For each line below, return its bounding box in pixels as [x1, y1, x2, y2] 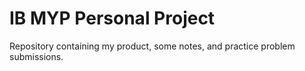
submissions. [9, 50, 64, 62]
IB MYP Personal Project [9, 7, 216, 30]
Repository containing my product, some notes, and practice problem [9, 40, 296, 52]
